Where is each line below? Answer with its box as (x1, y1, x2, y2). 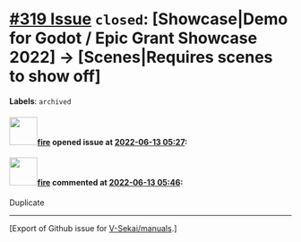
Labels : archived (9, 95, 72, 107)
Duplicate (9, 197, 45, 208)
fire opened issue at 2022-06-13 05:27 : (37, 136, 188, 147)
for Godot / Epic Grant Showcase (9, 28, 258, 48)
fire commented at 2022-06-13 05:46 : (37, 177, 184, 188)
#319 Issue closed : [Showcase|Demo (9, 9, 288, 30)
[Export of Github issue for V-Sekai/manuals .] (9, 222, 177, 233)
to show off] (9, 66, 101, 87)
